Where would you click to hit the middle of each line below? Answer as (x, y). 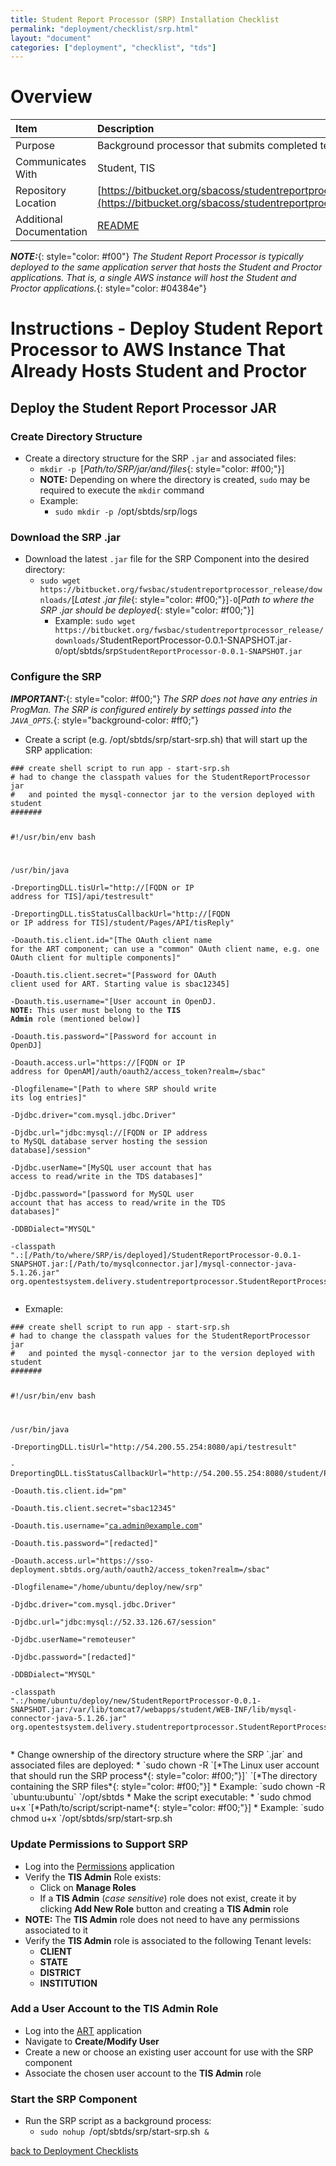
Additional (39, 219)
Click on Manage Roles (88, 1887)
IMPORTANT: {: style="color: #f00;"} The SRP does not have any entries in (164, 698)
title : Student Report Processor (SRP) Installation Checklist (145, 19)
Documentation (51, 232)
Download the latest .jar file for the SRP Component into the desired (167, 559)
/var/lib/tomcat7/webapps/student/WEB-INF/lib (167, 1710)
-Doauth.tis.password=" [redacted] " (84, 1544)
